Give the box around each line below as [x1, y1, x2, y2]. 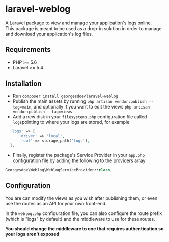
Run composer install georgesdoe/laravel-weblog [12, 93, 118, 99]
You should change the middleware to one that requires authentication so [5, 225, 164, 232]
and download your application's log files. [5, 31, 93, 37]
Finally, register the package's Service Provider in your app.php [12, 152, 145, 158]
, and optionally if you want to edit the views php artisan [31, 103, 150, 110]
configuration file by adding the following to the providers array [12, 157, 146, 164]
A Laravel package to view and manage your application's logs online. [5, 20, 152, 26]
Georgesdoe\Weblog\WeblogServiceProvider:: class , [5, 168, 113, 173]
